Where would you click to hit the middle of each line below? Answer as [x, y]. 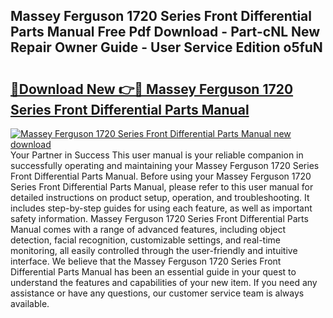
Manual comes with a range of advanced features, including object [148, 229]
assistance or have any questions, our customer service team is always [157, 293]
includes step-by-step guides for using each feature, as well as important [161, 208]
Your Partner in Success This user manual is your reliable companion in [157, 155]
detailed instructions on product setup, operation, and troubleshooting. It [160, 197]
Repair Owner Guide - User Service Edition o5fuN [166, 47]
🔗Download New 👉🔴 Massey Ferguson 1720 [152, 89]
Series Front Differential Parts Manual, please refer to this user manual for [162, 187]
